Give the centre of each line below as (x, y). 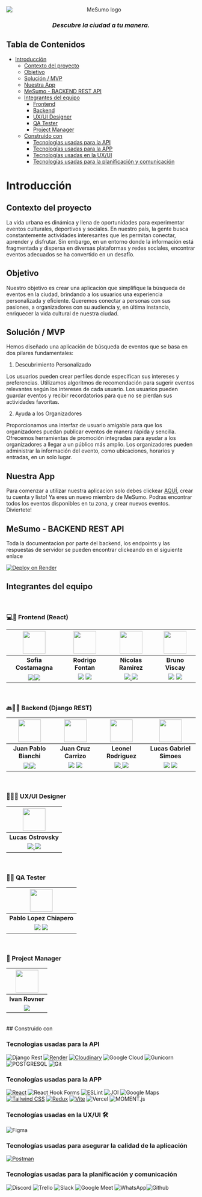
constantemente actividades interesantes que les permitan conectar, (91, 235)
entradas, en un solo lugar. (39, 457)
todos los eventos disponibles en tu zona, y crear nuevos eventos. (88, 504)
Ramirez (131, 668)
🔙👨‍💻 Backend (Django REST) (49, 708)
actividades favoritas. (33, 402)
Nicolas (131, 660)
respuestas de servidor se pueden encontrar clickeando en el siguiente (94, 549)
